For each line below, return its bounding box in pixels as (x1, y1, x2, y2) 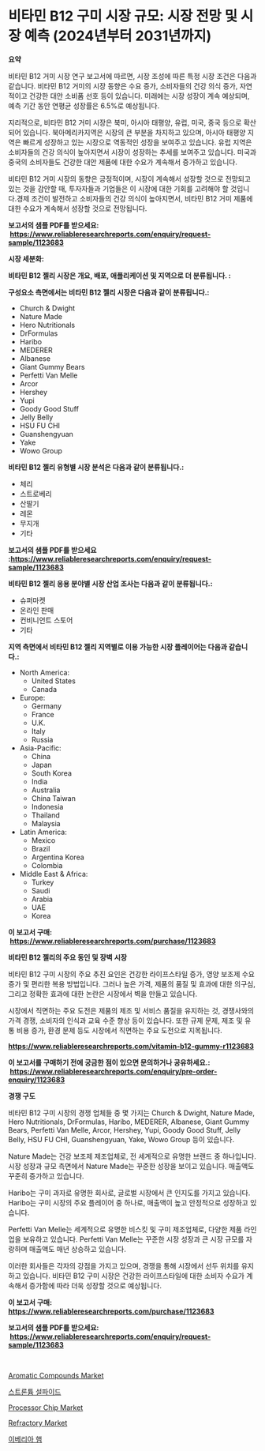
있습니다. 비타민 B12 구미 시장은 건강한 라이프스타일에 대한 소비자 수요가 (22, 1271, 244, 1280)
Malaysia (31, 818, 61, 828)
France (31, 709, 55, 719)
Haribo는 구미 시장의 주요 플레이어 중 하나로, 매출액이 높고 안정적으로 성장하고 (8, 1197, 248, 1207)
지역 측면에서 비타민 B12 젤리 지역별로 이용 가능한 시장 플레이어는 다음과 (8, 641, 227, 652)
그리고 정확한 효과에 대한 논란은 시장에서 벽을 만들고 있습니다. (8, 989, 198, 998)
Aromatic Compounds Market (8, 1370, 104, 1380)
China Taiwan (31, 793, 77, 803)
